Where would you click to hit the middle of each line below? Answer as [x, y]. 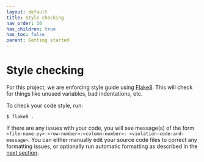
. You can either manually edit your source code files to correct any [113, 139]
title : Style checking [35, 18]
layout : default [27, 12]
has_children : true [31, 29]
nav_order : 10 [24, 23]
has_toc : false [26, 35]
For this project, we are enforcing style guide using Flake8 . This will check [100, 87]
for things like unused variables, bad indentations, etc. [75, 93]
